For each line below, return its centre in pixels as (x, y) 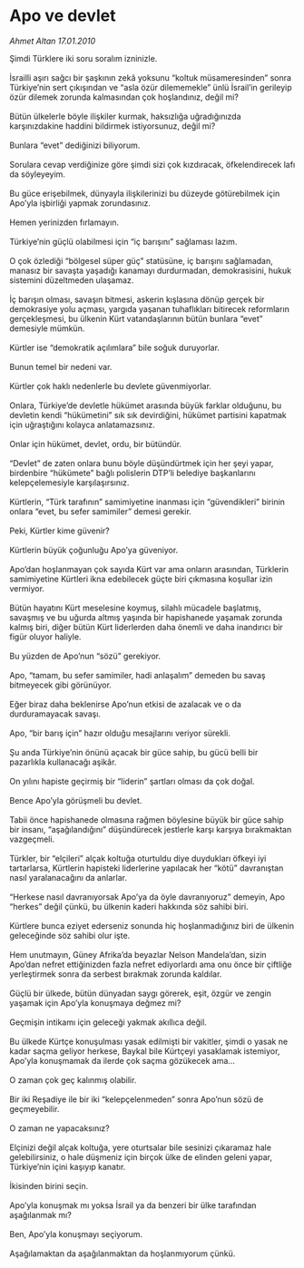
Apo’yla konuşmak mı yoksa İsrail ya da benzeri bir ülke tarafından (133, 1205)
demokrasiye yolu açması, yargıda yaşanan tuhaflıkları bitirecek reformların (150, 308)
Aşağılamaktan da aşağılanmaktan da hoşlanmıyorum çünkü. (123, 1253)
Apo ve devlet (63, 16)
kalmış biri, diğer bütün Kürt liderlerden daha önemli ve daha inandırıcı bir (146, 627)
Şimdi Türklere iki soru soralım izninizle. (83, 58)
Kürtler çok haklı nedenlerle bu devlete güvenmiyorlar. (110, 385)
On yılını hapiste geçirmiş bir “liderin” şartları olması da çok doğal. (132, 781)
